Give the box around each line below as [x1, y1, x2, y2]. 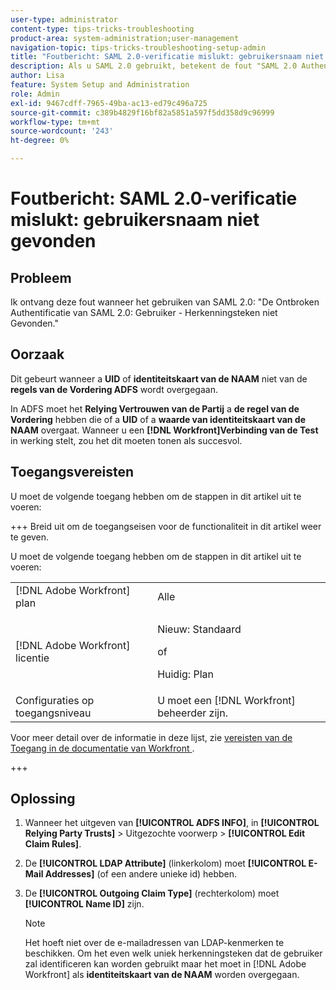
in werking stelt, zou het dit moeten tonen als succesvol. [10, 434, 243, 446]
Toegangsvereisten [10, 464, 135, 481]
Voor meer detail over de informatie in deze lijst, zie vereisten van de [10, 731, 293, 743]
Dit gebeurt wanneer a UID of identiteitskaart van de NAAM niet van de [10, 372, 308, 385]
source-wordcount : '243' [10, 126, 114, 136]
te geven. [10, 531, 50, 543]
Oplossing [10, 791, 76, 808]
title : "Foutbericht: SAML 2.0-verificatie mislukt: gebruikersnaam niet [10, 52, 325, 62]
